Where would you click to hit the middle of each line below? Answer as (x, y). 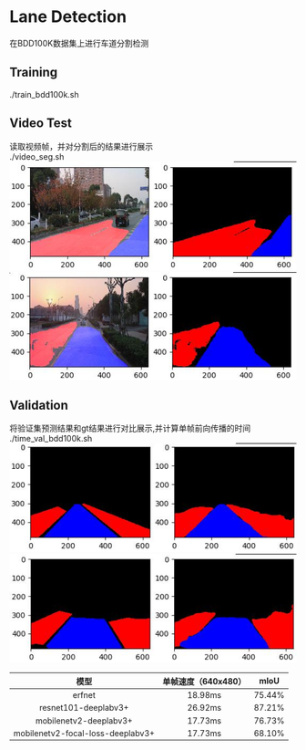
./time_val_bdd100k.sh (51, 439)
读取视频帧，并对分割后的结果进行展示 (81, 146)
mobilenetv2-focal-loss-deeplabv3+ (84, 733)
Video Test (41, 124)
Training (34, 73)
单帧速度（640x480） (204, 681)
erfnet (84, 695)
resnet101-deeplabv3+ (84, 708)
